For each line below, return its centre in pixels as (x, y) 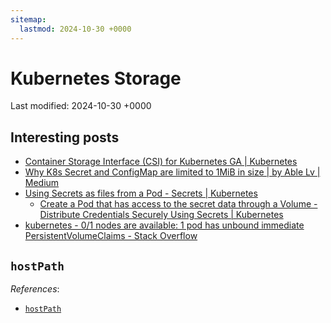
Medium (42, 183)
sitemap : (28, 19)
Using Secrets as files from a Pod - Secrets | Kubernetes (141, 193)
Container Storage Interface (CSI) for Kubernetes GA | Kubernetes (161, 162)
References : (35, 289)
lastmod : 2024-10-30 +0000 (75, 29)
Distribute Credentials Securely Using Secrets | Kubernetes (161, 215)
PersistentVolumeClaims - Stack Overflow (111, 236)
